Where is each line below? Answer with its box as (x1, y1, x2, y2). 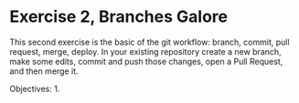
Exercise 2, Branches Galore (9, 6, 229, 27)
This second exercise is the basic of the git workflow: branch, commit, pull (9, 36, 290, 47)
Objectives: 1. (9, 83, 60, 94)
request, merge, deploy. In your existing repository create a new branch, (9, 46, 282, 57)
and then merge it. (9, 66, 80, 77)
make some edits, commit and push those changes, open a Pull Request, (9, 56, 283, 67)
